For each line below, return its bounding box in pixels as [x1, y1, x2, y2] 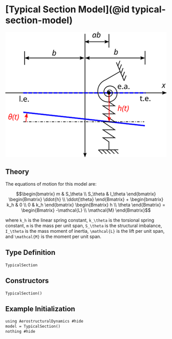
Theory [5, 167, 30, 176]
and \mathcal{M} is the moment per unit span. [5, 233, 101, 240]
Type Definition [5, 248, 56, 257]
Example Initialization [5, 305, 75, 313]
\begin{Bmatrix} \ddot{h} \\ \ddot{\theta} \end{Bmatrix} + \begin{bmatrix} [8, 196, 164, 203]
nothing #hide [5, 329, 36, 334]
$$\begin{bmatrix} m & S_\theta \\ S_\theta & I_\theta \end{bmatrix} [16, 191, 156, 197]
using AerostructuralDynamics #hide [5, 319, 83, 324]
